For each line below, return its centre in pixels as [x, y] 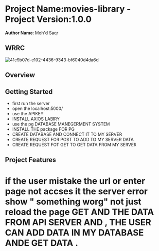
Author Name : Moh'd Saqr [32, 33]
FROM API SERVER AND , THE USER [78, 222]
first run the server [31, 103]
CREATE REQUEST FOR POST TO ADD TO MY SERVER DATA [73, 139]
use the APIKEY [28, 113]
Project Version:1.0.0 [48, 19]
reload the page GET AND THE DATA [79, 212]
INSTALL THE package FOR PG [43, 129]
